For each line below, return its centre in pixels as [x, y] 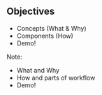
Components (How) [45, 36]
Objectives [31, 12]
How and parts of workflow [56, 78]
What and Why [38, 70]
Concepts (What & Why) [51, 28]
